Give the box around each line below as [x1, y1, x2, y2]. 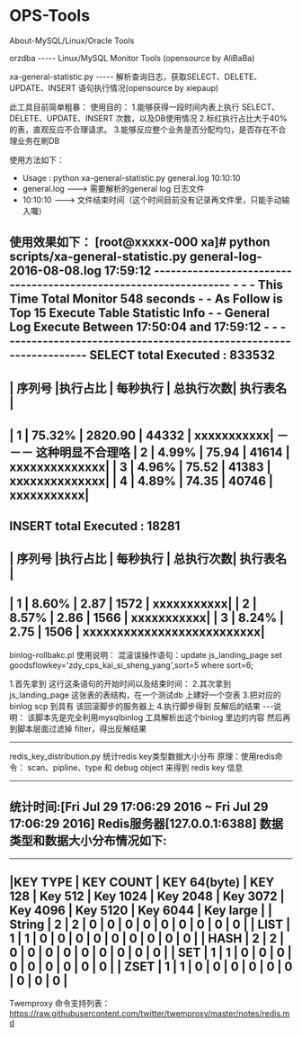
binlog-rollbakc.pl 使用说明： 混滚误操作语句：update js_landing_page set [9, 649, 283, 660]
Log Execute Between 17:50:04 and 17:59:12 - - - [9, 320, 287, 335]
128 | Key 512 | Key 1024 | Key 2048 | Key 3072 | [9, 888, 285, 904]
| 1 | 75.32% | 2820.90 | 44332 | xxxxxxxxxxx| [9, 428, 274, 444]
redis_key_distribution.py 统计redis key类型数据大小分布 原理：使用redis [9, 751, 276, 762]
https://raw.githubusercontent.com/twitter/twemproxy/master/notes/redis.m [9, 1008, 290, 1019]
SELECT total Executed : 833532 [89, 347, 276, 363]
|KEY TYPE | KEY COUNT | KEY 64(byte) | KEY [9, 874, 275, 889]
